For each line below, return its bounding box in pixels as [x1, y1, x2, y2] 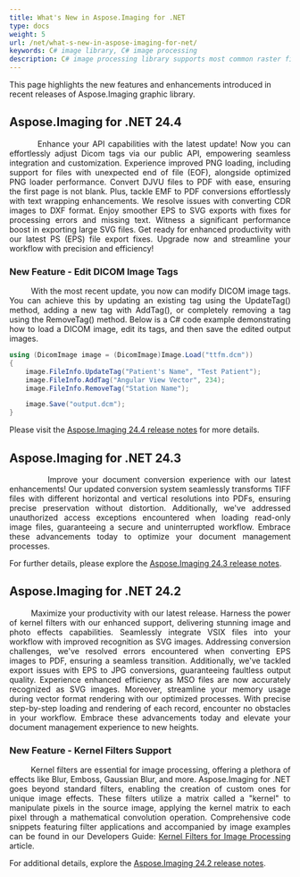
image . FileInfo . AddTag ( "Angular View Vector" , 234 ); [25, 375, 226, 385]
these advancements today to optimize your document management [9, 532, 291, 542]
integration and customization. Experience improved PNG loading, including [9, 158, 291, 168]
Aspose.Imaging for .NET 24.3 [9, 450, 181, 465]
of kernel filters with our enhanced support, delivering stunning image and [9, 617, 291, 627]
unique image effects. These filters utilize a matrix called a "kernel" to [9, 793, 291, 804]
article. [9, 840, 35, 851]
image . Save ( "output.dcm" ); [25, 400, 126, 409]
